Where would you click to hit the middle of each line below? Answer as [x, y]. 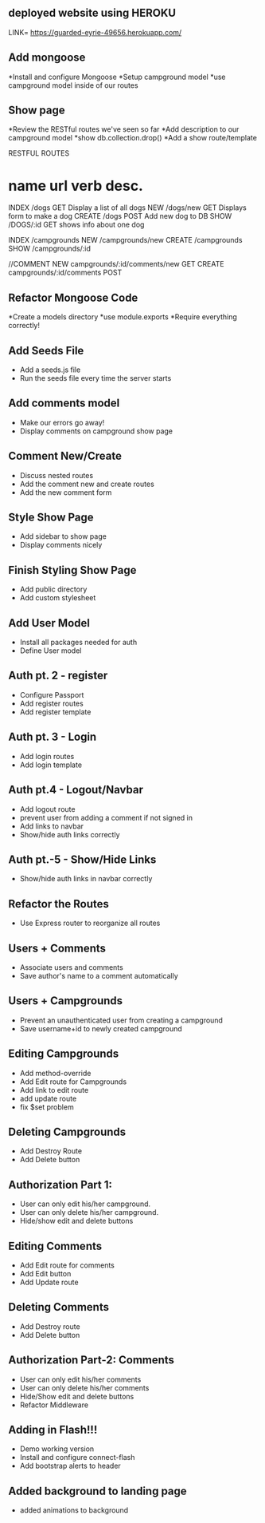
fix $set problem [47, 1107]
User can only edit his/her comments [80, 1379]
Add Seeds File [46, 350]
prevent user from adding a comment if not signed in [106, 817]
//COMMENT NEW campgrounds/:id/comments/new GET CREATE [116, 264]
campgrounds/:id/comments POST [65, 273]
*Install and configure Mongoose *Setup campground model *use [117, 77]
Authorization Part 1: [60, 1185]
